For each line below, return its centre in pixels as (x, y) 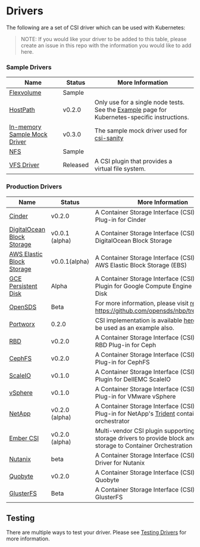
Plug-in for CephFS (122, 362)
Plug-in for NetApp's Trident (135, 413)
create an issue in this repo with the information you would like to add (106, 45)
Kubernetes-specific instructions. (142, 118)
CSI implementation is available (139, 320)
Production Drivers (34, 187)
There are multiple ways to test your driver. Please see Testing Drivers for (96, 533)
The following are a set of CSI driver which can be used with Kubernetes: (96, 27)
